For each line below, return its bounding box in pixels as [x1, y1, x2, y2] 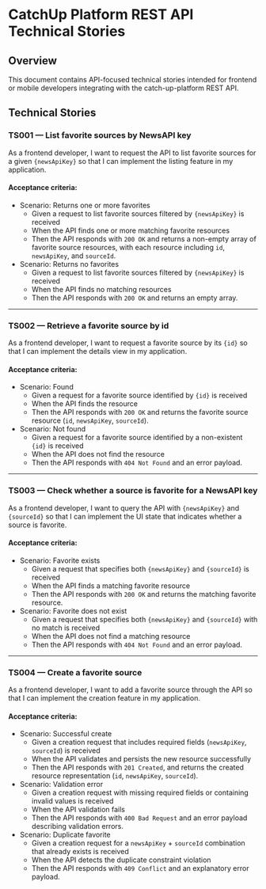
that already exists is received [31, 847, 129, 857]
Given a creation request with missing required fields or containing [31, 788, 249, 797]
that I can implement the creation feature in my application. [8, 693, 200, 703]
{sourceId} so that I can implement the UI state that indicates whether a [8, 511, 242, 521]
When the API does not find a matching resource [31, 631, 191, 640]
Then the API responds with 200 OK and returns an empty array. [31, 293, 238, 302]
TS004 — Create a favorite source [8, 667, 142, 678]
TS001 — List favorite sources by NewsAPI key [8, 130, 192, 141]
